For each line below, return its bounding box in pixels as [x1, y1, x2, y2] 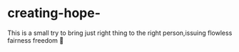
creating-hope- [7, 5, 101, 21]
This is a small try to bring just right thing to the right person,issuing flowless [7, 28, 233, 37]
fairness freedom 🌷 [7, 36, 64, 44]
